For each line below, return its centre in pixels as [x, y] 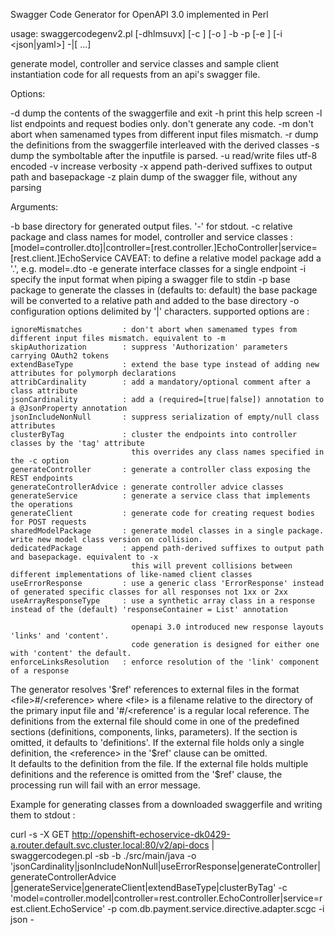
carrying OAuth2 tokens [60, 356]
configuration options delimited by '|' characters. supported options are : [160, 311]
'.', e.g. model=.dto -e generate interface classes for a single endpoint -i [158, 268]
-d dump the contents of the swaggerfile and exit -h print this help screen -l [166, 113]
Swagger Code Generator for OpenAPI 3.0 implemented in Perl [139, 14]
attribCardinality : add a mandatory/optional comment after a [160, 382]
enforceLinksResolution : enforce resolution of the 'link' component [165, 662]
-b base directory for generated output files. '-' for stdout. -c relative [151, 226]
